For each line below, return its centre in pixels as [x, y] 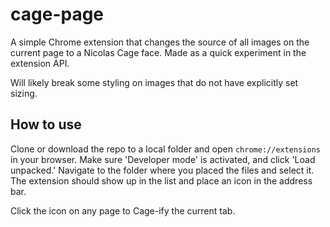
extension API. [40, 63]
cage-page [57, 14]
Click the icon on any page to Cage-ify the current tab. [123, 210]
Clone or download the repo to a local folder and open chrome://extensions [165, 149]
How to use [46, 124]
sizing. [24, 93]
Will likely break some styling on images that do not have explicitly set [154, 82]
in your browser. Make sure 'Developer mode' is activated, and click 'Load [163, 159]
